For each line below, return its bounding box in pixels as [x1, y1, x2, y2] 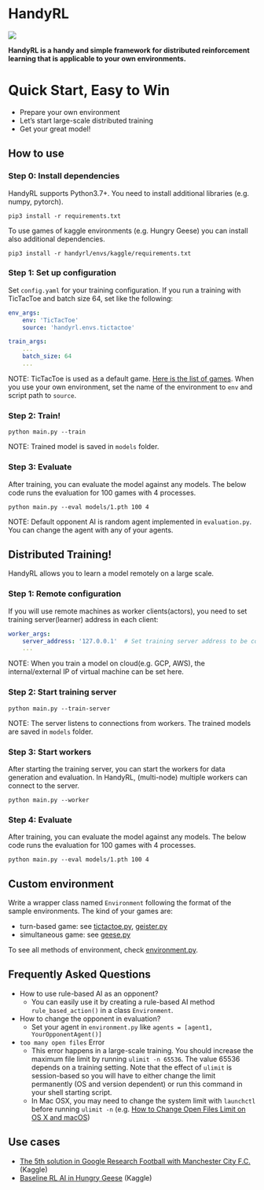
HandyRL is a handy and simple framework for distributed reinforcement [8, 45, 250, 55]
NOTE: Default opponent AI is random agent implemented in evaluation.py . [8, 517, 252, 526]
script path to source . [8, 390, 77, 400]
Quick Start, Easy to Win [8, 82, 170, 99]
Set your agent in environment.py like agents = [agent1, [31, 1022, 213, 1031]
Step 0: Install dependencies [8, 171, 120, 182]
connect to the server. [8, 780, 80, 790]
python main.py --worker [8, 796, 90, 804]
